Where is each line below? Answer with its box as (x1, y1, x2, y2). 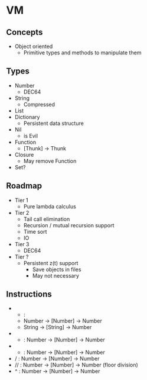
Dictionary (14, 113, 40, 120)
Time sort (23, 228, 47, 235)
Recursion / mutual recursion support (23, 221, 115, 228)
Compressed (23, 101, 55, 108)
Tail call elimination (23, 215, 70, 223)
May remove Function (23, 157, 77, 165)
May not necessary (32, 272, 80, 279)
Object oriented (14, 43, 53, 50)
